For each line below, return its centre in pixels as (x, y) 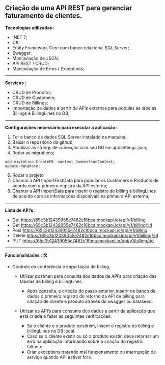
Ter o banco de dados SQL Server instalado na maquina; (69, 137)
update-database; (23, 166)
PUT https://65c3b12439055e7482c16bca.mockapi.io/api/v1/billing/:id (83, 240)
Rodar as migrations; (33, 153)
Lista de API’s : (20, 210)
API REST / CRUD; (30, 63)
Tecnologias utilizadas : (30, 28)
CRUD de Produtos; (32, 92)
